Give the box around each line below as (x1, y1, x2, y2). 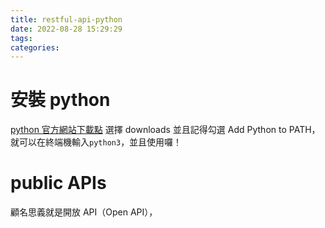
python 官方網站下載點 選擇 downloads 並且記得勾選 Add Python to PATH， (10, 124, 321, 136)
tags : (10, 33, 33, 43)
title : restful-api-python (10, 14, 123, 25)
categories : (10, 42, 60, 53)
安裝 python (10, 89, 111, 111)
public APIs (10, 172, 107, 195)
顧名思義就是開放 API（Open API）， (10, 206, 158, 218)
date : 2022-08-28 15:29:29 (10, 24, 123, 34)
